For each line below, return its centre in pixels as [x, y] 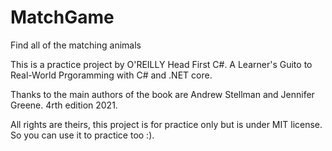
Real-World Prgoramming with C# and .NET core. [111, 75]
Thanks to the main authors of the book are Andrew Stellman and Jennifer [162, 94]
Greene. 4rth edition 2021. [64, 105]
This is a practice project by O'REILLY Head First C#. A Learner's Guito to [161, 64]
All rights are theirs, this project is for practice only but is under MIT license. [166, 124]
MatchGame [62, 17]
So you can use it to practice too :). [82, 135]
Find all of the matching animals [76, 45]
